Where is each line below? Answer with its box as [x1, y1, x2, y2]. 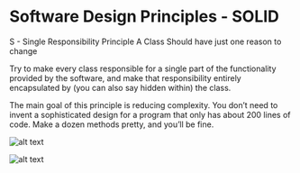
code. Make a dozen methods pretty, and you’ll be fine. [9, 119, 214, 130]
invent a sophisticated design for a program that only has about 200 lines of [9, 109, 291, 120]
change [9, 45, 38, 56]
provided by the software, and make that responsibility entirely [9, 72, 241, 83]
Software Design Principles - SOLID [9, 6, 279, 27]
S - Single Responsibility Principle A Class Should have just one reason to [9, 36, 282, 47]
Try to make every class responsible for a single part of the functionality [9, 63, 277, 74]
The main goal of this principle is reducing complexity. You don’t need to [9, 99, 278, 110]
